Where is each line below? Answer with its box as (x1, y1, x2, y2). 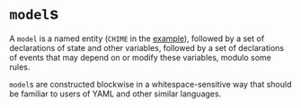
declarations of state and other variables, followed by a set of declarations (9, 42, 285, 53)
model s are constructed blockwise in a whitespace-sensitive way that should (9, 79, 292, 89)
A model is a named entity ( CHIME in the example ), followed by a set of (9, 33, 265, 44)
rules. (9, 62, 31, 72)
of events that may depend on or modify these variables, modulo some (9, 52, 271, 62)
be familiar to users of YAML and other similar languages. (9, 88, 222, 99)
